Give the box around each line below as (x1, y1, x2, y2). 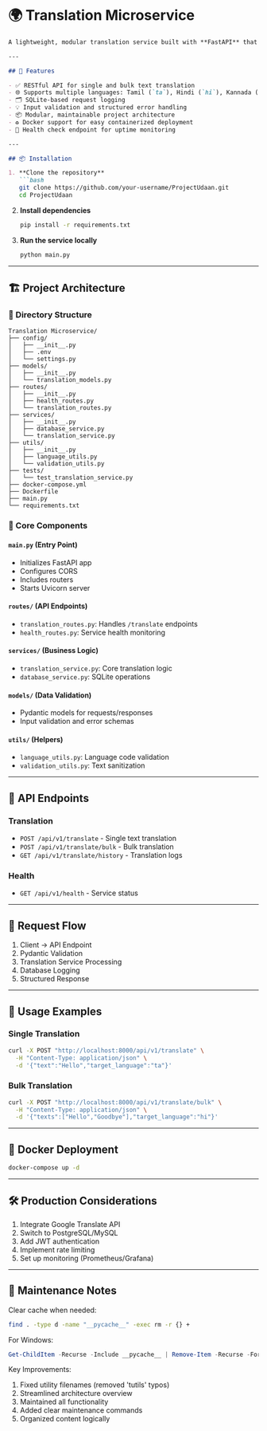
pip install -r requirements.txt (19, 221, 131, 229)
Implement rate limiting (19, 1244, 95, 1254)
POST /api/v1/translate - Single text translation (19, 834, 177, 843)
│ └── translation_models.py (8, 376, 112, 384)
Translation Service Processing (19, 957, 122, 967)
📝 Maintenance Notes (8, 1284, 118, 1298)
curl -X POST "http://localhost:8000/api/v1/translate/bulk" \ (8, 1098, 222, 1107)
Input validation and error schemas (19, 717, 134, 726)
